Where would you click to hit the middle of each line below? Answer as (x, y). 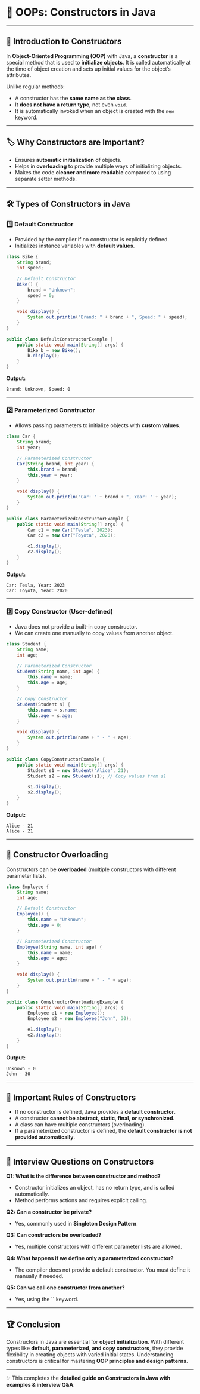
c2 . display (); (45, 552)
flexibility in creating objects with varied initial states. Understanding (90, 1355)
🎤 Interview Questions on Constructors (80, 1162)
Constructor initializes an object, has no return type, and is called (95, 1188)
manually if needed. (39, 1276)
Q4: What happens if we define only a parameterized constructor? (90, 1258)
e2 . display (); (45, 1035)
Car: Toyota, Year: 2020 (37, 590)
